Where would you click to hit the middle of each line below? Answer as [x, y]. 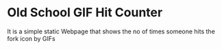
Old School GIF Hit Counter [85, 13]
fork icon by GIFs [32, 38]
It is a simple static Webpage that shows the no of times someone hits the [111, 31]
